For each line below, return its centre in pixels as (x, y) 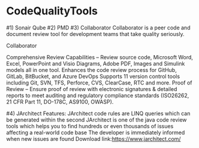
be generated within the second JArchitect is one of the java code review (97, 120)
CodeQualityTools (52, 11)
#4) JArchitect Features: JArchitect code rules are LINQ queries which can (98, 113)
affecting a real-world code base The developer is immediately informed (96, 132)
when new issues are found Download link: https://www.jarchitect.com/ (94, 138)
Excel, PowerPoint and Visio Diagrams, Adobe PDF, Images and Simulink (96, 64)
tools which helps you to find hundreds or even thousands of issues (90, 126)
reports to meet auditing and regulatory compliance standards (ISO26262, (98, 95)
